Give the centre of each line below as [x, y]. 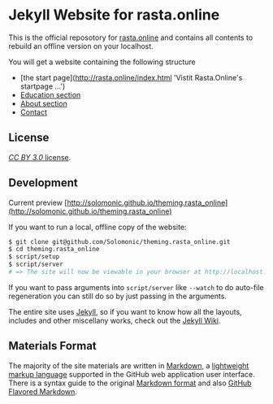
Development [43, 183]
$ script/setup [34, 257]
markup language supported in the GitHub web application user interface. [132, 374]
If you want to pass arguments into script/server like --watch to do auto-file [136, 287]
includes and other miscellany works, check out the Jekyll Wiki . [115, 320]
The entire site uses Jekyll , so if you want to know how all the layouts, [125, 311]
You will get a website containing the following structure [102, 62]
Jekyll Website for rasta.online [114, 15]
